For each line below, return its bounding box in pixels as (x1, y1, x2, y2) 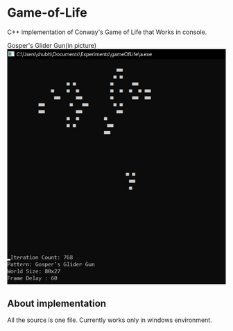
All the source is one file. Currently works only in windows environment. (7, 316, 213, 324)
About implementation (7, 297, 106, 309)
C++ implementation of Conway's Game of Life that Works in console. (7, 28, 207, 36)
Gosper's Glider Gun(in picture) (7, 41, 97, 49)
